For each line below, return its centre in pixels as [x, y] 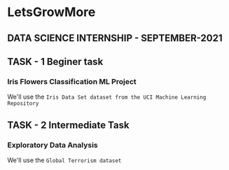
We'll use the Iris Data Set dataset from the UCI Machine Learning [107, 97]
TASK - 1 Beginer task [55, 61]
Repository [23, 104]
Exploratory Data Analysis [53, 145]
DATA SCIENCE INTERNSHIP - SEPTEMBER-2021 [115, 38]
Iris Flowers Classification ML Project [72, 81]
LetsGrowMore [51, 12]
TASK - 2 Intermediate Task [68, 125]
